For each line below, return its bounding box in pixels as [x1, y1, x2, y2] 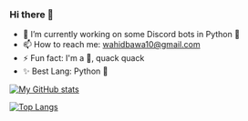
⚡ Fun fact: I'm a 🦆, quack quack [22, 53, 145, 64]
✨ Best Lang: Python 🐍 [22, 66, 108, 76]
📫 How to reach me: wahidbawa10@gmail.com [22, 39, 201, 50]
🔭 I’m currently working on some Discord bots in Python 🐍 [22, 29, 240, 40]
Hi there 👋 [9, 8, 55, 21]
